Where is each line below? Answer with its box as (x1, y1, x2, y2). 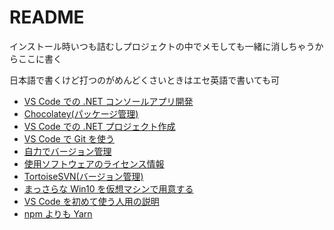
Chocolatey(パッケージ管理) (23, 107, 139, 120)
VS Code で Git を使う (23, 132, 115, 145)
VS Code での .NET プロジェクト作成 (23, 120, 176, 132)
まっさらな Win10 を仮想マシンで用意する (23, 182, 194, 195)
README (9, 6, 85, 29)
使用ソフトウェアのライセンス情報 (23, 157, 165, 170)
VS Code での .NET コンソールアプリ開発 (23, 95, 194, 107)
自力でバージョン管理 (23, 145, 112, 157)
